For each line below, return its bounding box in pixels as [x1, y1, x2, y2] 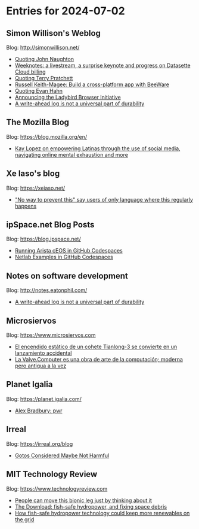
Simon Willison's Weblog [6, 28, 101, 38]
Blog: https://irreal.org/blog [6, 440, 73, 447]
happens [14, 202, 37, 209]
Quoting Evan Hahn [14, 87, 63, 94]
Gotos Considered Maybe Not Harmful [14, 452, 110, 459]
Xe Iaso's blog [6, 169, 60, 179]
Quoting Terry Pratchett [14, 75, 73, 81]
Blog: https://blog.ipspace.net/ [6, 235, 82, 243]
